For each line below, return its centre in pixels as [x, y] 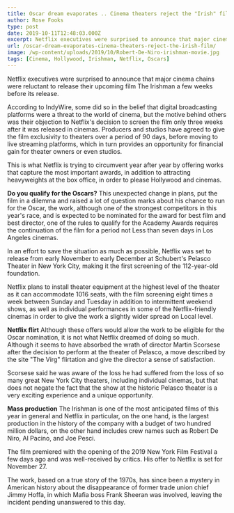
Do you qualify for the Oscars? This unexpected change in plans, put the [112, 193]
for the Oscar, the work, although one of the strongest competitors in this [112, 208]
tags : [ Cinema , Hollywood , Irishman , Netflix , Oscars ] [88, 59]
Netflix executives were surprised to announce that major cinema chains [111, 79]
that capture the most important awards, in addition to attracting [99, 172]
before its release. [33, 93]
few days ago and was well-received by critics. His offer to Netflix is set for [115, 459]
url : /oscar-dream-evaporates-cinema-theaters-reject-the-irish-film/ [112, 46]
